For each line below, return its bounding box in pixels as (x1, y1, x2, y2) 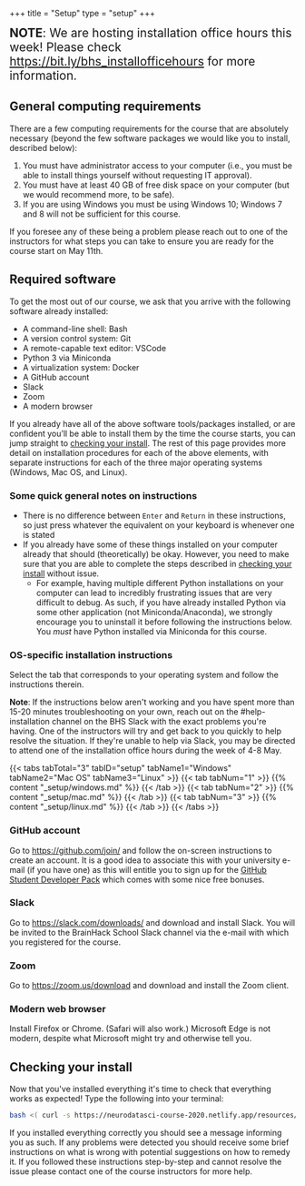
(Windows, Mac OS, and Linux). (9, 466, 128, 477)
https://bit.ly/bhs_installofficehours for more (9, 54, 256, 69)
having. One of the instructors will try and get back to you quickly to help (9, 725, 282, 736)
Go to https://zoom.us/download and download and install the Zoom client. (9, 980, 290, 991)
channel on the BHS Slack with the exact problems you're (51, 716, 267, 727)
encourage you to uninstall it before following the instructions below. (35, 616, 292, 627)
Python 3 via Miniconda (22, 352, 112, 363)
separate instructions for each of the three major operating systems (9, 457, 263, 468)
